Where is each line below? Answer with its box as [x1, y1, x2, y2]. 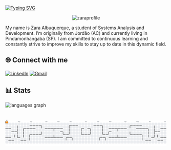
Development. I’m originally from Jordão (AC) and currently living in [5, 30, 147, 36]
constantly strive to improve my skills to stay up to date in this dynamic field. [5, 41, 166, 47]
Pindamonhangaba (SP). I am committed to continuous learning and [5, 36, 148, 41]
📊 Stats [5, 86, 31, 95]
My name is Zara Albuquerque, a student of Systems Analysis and [5, 25, 144, 31]
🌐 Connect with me [5, 56, 68, 65]
